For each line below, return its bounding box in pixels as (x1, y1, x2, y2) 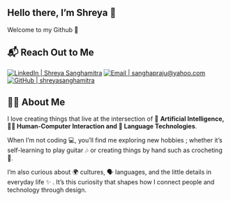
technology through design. (7, 186, 87, 194)
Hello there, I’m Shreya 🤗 (7, 7, 117, 19)
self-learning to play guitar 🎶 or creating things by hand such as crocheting (7, 146, 223, 154)
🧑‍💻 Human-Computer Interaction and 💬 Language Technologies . (7, 122, 198, 131)
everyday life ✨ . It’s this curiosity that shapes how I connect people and (7, 178, 215, 186)
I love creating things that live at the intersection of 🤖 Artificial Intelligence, (7, 114, 225, 123)
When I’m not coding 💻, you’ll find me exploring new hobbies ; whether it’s (7, 136, 223, 144)
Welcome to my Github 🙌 (7, 25, 79, 33)
